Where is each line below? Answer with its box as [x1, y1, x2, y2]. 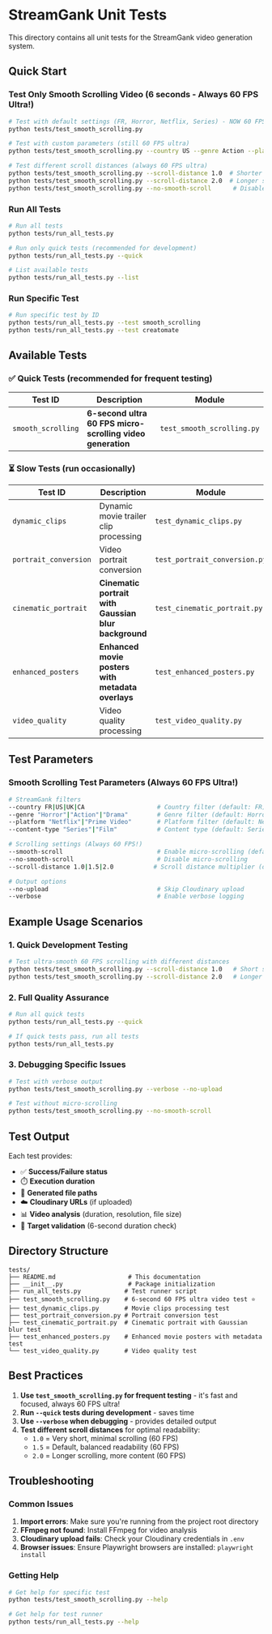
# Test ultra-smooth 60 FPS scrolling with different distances [8, 958, 230, 966]
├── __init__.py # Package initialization [8, 1280, 216, 1288]
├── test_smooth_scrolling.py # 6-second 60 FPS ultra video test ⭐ [8, 1295, 257, 1303]
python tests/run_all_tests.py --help [8, 1618, 139, 1626]
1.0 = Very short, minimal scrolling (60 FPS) [32, 1433, 179, 1443]
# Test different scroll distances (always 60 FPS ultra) [8, 162, 208, 170]
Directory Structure [8, 1244, 109, 1258]
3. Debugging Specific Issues [8, 1059, 127, 1070]
